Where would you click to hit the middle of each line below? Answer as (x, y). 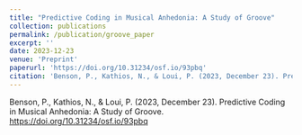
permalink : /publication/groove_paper (82, 34)
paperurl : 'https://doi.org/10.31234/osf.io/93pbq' (108, 68)
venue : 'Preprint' (44, 59)
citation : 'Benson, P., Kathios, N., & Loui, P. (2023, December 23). (144, 76)
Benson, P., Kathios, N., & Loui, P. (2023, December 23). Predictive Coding (147, 102)
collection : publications (58, 26)
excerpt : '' (31, 43)
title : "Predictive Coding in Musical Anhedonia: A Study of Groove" (142, 18)
